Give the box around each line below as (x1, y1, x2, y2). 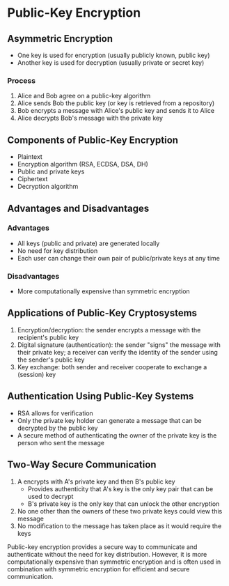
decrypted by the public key (17, 424, 98, 432)
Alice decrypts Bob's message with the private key (17, 114, 164, 123)
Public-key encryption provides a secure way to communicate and (7, 542, 198, 551)
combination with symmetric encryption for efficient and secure (7, 564, 190, 573)
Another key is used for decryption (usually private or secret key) (17, 59, 205, 67)
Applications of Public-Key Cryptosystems (7, 307, 197, 319)
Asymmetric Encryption (7, 33, 113, 45)
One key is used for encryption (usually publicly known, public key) (17, 51, 210, 59)
